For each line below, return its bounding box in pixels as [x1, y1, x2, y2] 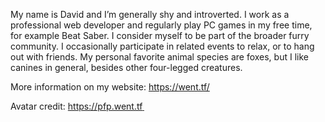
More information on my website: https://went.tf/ [10, 81, 210, 93]
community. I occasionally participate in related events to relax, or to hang [10, 40, 315, 52]
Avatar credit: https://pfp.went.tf [10, 100, 143, 112]
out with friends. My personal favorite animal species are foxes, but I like [10, 51, 309, 63]
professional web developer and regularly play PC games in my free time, [10, 19, 313, 31]
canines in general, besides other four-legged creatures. [10, 62, 243, 73]
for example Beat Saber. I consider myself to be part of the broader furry [10, 30, 310, 41]
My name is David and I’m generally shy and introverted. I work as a [10, 9, 290, 20]
